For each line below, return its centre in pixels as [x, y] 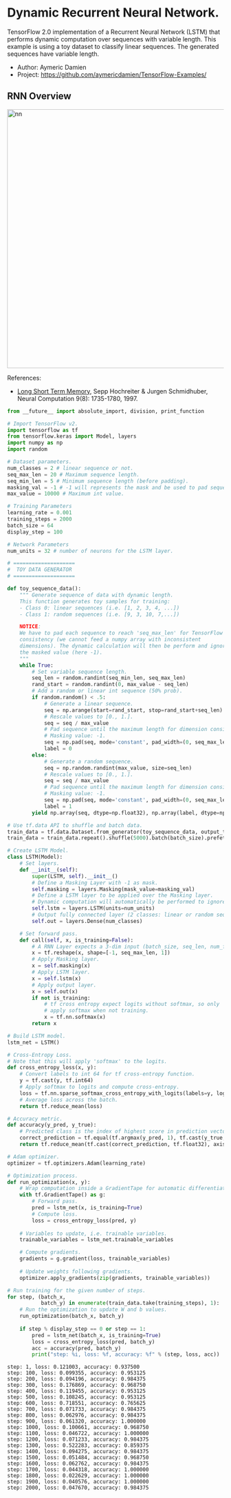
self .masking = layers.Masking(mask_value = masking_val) [113, 889]
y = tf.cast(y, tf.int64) [57, 1081]
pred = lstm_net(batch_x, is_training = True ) [97, 1335]
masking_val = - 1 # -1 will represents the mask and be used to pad [107, 487]
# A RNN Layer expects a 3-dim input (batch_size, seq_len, [120, 946]
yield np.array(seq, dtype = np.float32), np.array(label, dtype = [126, 813]
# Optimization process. [43, 1176]
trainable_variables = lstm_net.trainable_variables [97, 1240]
